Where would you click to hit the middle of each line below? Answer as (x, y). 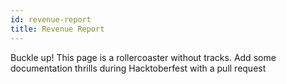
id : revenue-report (51, 19)
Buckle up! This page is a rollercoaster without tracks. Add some (143, 57)
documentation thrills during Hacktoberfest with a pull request (138, 68)
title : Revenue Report (57, 29)
